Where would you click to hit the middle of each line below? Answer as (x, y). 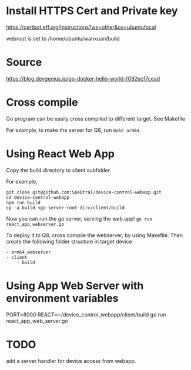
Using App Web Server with (75, 286)
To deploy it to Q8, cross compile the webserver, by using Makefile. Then (95, 235)
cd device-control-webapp (38, 197)
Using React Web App (60, 154)
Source (24, 62)
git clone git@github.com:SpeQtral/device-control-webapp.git (84, 192)
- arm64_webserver (29, 252)
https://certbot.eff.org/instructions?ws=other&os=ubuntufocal (81, 27)
